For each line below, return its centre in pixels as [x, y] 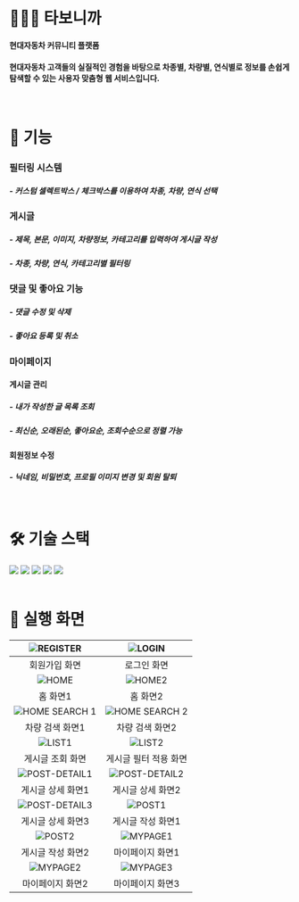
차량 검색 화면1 [55, 727]
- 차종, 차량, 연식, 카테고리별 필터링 [70, 263]
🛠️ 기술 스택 [50, 538]
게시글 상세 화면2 [146, 790]
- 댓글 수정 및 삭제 [40, 312]
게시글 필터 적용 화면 [146, 758]
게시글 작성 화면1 [146, 821]
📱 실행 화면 [47, 619]
